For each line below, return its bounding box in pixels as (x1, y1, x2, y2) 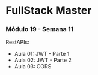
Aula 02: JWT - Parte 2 (14, 56, 72, 64)
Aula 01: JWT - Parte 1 (14, 50, 70, 58)
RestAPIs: (5, 38, 29, 46)
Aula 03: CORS (14, 63, 52, 70)
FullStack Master (5, 4, 92, 17)
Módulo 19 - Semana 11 (5, 25, 73, 34)
